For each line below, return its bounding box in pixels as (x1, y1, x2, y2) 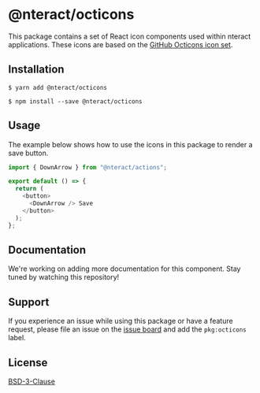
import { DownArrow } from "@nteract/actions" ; (8, 163, 168, 171)
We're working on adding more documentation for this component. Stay (8, 264, 241, 273)
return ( (15, 185, 44, 193)
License (8, 356, 48, 369)
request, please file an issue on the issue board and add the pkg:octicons (8, 324, 247, 334)
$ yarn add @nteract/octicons (8, 83, 108, 91)
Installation (8, 63, 65, 76)
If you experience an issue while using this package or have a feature (8, 317, 234, 326)
